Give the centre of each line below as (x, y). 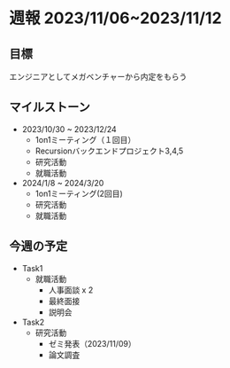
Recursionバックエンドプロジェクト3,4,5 (109, 151)
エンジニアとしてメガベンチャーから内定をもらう (98, 77)
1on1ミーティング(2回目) (79, 193)
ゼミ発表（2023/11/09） (92, 343)
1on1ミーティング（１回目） (85, 139)
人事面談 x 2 (71, 290)
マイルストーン (50, 107)
